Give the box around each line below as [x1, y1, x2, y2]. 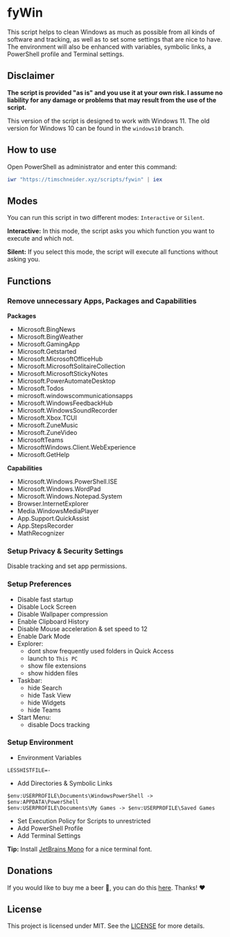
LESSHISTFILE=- [7, 766, 51, 774]
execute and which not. [7, 234, 74, 243]
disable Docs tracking [27, 720, 90, 729]
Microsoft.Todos [17, 384, 64, 393]
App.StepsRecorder [17, 522, 74, 530]
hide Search [27, 683, 62, 691]
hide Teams [27, 705, 61, 714]
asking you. [7, 255, 40, 264]
